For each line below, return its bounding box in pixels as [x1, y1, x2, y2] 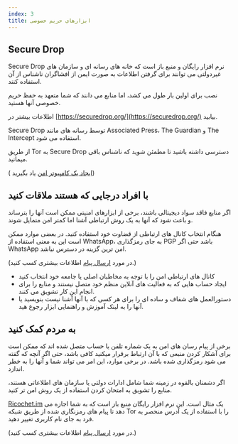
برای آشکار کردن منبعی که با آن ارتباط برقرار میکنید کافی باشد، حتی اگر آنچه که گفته [8, 349, 232, 357]
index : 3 [8, 10, 34, 18]
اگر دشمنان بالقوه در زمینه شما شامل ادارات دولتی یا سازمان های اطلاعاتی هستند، [8, 378, 226, 386]
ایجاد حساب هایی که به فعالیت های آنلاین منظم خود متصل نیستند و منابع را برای [18, 280, 227, 288]
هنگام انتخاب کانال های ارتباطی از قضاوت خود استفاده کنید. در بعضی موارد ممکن [8, 229, 222, 238]
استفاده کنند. [8, 77, 42, 86]
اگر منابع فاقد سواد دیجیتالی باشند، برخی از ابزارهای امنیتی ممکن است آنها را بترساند [8, 208, 232, 217]
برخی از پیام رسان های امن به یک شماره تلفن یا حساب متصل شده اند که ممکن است [8, 342, 231, 350]
